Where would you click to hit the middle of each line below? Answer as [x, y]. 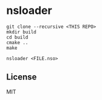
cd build [17, 37]
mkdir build [21, 32]
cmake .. [17, 42]
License [22, 77]
